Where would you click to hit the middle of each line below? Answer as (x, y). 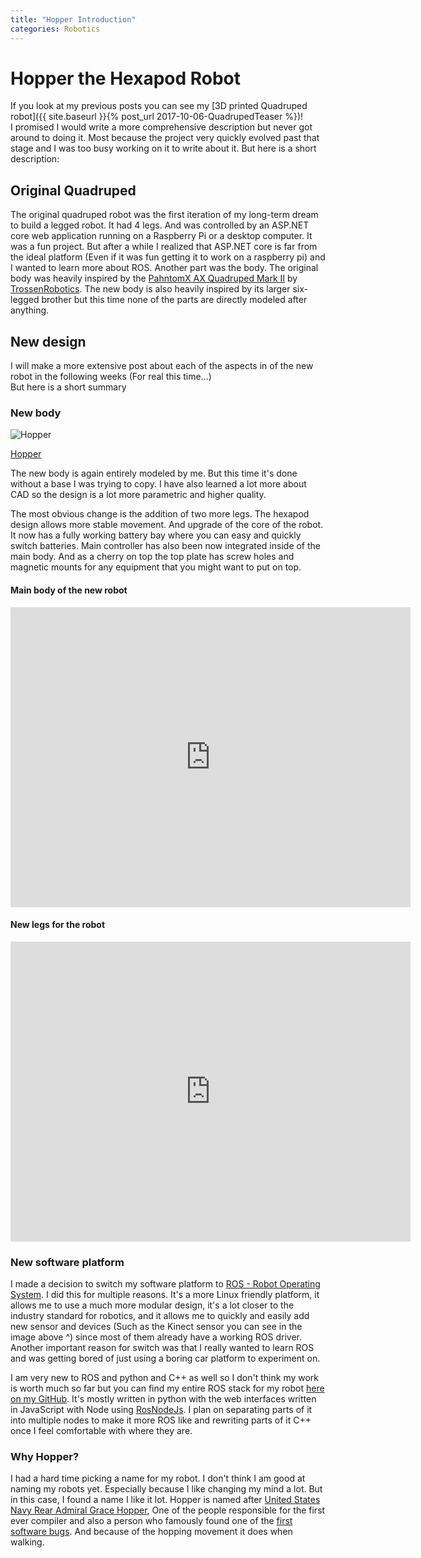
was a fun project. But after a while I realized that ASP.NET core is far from (164, 247)
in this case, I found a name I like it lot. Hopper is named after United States (165, 1500)
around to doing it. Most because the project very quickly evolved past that (165, 138)
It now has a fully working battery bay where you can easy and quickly (156, 535)
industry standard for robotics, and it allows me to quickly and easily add (160, 1316)
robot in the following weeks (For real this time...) (111, 377)
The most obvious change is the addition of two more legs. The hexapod (160, 514)
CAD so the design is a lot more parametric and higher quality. (138, 495)
